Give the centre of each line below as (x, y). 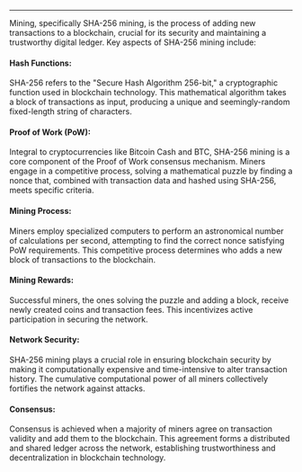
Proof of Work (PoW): (50, 132)
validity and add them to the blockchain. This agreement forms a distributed (150, 439)
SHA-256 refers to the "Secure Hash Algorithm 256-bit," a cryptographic (144, 83)
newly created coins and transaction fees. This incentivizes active (131, 309)
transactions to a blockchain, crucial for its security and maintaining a (138, 33)
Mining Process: (40, 211)
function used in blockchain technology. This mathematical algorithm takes (148, 93)
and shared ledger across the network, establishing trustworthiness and (142, 448)
